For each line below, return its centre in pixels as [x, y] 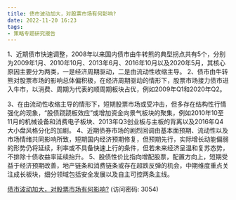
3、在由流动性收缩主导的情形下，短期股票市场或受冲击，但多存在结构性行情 [117, 104]
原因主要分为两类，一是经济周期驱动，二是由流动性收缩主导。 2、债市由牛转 [118, 72]
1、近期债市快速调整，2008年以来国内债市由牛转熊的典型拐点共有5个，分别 [117, 54]
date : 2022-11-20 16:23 [42, 20]
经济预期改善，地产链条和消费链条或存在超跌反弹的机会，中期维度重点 [121, 166]
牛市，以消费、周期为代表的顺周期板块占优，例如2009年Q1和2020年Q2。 [119, 89]
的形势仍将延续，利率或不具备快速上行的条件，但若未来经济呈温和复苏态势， [118, 148]
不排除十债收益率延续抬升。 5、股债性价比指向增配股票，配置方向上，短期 [115, 157]
